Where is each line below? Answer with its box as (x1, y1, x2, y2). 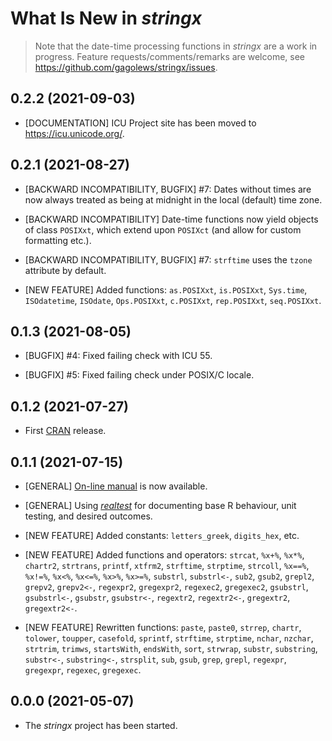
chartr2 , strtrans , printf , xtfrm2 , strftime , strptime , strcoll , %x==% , (24, 560, 310, 571)
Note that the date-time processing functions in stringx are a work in (34, 40, 318, 52)
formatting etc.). (24, 234, 92, 246)
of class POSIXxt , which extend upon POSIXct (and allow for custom (24, 223, 302, 236)
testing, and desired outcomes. (24, 510, 153, 522)
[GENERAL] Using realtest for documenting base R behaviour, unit (24, 500, 297, 511)
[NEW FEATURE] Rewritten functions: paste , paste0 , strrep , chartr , (24, 622, 302, 633)
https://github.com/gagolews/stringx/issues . (34, 61, 218, 73)
